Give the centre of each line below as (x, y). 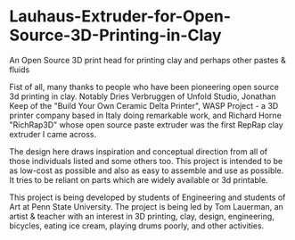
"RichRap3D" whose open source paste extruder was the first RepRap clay (146, 124)
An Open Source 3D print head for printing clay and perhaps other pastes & (148, 60)
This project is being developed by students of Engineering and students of (147, 197)
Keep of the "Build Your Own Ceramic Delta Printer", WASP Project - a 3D (144, 105)
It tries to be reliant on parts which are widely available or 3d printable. (139, 179)
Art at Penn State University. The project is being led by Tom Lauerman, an (146, 206)
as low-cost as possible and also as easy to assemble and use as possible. (147, 170)
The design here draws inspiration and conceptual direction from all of (139, 151)
